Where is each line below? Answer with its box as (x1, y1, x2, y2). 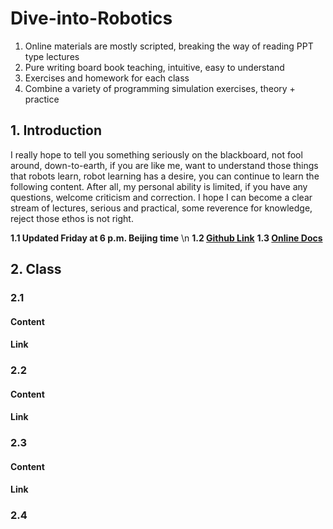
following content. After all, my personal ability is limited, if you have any (10, 180, 308, 192)
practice (24, 93, 60, 105)
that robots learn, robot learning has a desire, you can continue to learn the (10, 170, 320, 182)
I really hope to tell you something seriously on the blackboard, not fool (10, 148, 303, 161)
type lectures (24, 50, 80, 62)
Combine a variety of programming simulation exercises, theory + (24, 82, 296, 94)
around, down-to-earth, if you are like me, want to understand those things (10, 159, 319, 171)
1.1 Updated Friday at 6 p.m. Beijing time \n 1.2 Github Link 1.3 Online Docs (10, 232, 323, 244)
